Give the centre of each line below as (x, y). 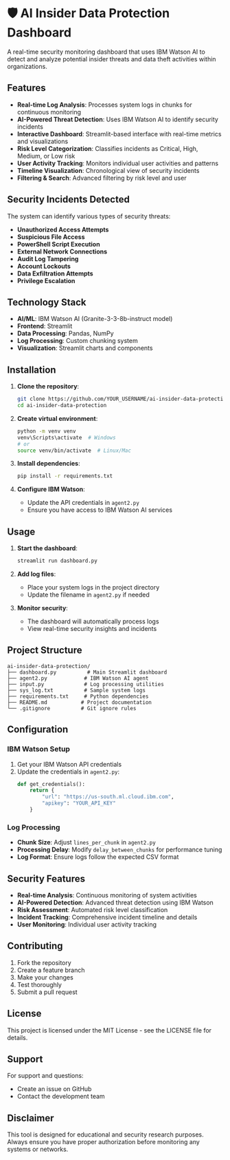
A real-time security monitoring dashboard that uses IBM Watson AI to (106, 52)
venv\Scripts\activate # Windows (66, 437)
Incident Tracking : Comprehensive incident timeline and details (107, 917)
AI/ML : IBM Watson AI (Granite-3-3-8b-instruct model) (95, 319)
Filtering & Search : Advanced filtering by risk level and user (102, 178)
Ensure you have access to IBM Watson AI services (100, 510)
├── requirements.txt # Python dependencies (78, 696)
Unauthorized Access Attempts (63, 229)
